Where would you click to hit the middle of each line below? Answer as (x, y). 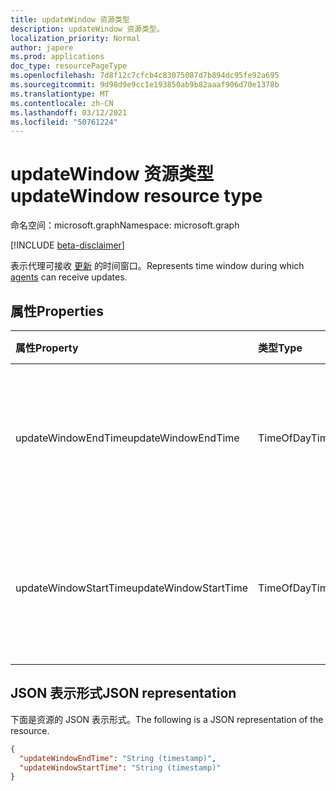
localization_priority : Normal (75, 38)
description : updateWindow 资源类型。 (87, 29)
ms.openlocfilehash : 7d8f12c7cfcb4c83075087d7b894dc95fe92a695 (145, 76)
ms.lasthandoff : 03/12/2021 (69, 112)
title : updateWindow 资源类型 (70, 19)
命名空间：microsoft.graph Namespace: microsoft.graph (125, 225)
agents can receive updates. (69, 277)
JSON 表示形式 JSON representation (123, 693)
